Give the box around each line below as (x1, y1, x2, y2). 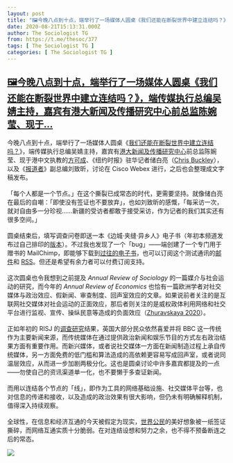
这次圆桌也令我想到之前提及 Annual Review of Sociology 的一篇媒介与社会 (7, 273, 218, 282)
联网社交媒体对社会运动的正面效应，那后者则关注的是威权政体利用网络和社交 (7, 300, 226, 308)
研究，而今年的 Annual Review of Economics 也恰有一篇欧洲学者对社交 (19, 282, 222, 291)
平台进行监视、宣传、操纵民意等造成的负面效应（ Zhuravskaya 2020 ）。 (7, 308, 210, 316)
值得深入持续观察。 (7, 401, 62, 409)
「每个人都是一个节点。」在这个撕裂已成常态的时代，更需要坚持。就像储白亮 (7, 189, 223, 197)
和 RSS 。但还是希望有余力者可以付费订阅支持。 (13, 257, 148, 266)
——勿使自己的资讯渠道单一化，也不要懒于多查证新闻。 (7, 368, 165, 376)
